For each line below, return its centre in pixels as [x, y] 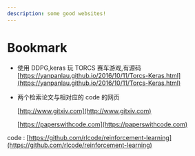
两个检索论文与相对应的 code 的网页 [68, 97]
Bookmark [37, 47]
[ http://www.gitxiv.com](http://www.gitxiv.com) [84, 110]
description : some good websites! [57, 13]
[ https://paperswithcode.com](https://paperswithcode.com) [102, 124]
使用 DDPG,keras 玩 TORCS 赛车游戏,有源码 [79, 68]
